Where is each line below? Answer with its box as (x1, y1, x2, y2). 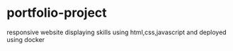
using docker (6, 35, 45, 43)
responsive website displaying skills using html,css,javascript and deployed (6, 28, 227, 36)
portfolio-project (6, 5, 107, 21)
